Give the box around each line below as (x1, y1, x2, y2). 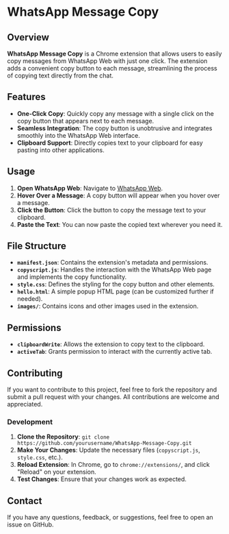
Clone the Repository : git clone (16, 433, 110, 441)
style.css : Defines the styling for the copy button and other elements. (16, 280, 215, 289)
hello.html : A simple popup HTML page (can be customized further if (16, 287, 214, 295)
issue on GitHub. (7, 520, 54, 529)
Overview (7, 32, 50, 43)
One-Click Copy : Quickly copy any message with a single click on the (16, 109, 214, 117)
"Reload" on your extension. (16, 468, 97, 476)
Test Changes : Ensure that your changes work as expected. (16, 475, 187, 483)
